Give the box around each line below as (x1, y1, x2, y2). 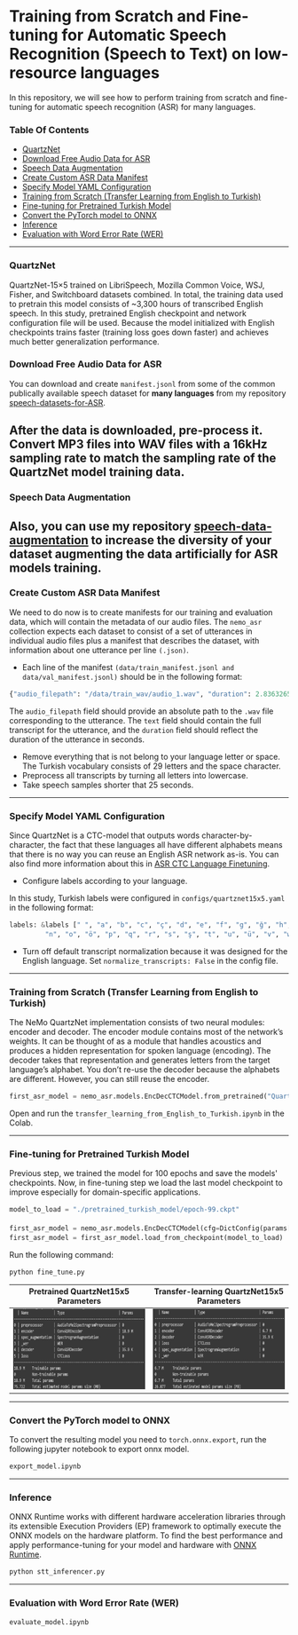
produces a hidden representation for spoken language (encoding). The (9, 1046, 271, 1056)
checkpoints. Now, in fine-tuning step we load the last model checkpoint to (9, 1178, 284, 1189)
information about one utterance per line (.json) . (9, 644, 189, 655)
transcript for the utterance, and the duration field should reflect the (9, 724, 259, 735)
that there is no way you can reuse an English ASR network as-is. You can (9, 849, 279, 859)
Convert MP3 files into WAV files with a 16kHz (9, 437, 268, 452)
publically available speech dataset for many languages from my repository (9, 388, 286, 399)
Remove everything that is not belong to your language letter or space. (21, 751, 281, 762)
